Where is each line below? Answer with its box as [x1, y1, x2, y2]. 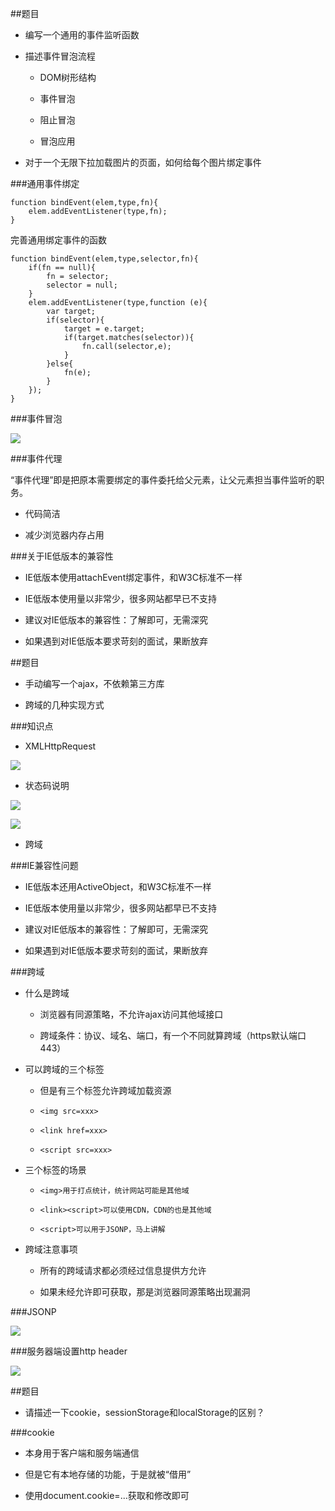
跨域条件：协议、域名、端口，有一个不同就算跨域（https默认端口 [39, 1030, 307, 1041]
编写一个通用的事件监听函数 [24, 29, 140, 41]
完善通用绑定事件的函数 [10, 234, 107, 246]
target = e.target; [63, 324, 145, 334]
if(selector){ [46, 315, 105, 325]
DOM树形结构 [39, 72, 97, 83]
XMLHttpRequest [24, 740, 97, 752]
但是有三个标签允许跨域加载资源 [39, 1085, 172, 1096]
